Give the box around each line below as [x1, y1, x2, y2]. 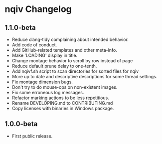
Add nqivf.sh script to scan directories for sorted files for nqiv [11, 68, 139, 74]
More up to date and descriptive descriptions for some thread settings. [11, 74, 158, 79]
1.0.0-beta [4, 120, 38, 128]
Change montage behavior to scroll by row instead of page [11, 58, 133, 63]
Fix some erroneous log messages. [11, 90, 84, 95]
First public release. [11, 133, 53, 139]
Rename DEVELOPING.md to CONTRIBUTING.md [11, 100, 113, 106]
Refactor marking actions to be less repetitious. [11, 95, 109, 101]
